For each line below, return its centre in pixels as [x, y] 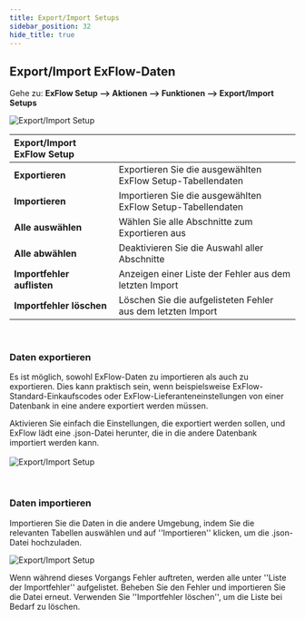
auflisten [34, 285]
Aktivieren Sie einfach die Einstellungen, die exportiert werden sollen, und [148, 424]
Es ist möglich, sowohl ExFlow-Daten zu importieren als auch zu [129, 377]
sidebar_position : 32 [50, 26]
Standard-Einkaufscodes [56, 397]
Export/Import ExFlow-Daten [93, 71]
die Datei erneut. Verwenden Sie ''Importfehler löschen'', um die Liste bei [146, 596]
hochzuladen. [56, 542]
